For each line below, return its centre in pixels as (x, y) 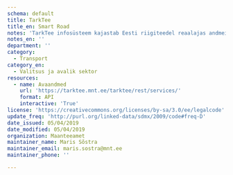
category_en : (26, 65)
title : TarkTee (29, 20)
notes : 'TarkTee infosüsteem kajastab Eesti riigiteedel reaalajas (107, 33)
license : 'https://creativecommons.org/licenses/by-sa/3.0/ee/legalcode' (116, 110)
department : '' (29, 46)
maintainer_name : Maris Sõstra (52, 142)
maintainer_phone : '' (38, 155)
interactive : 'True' (49, 104)
